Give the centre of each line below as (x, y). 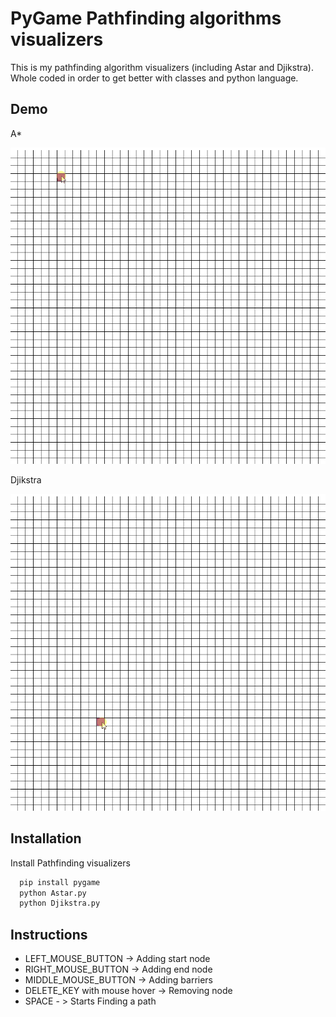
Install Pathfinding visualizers (70, 863)
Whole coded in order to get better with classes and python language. (154, 78)
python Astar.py (53, 893)
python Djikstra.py (60, 903)
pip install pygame (60, 882)
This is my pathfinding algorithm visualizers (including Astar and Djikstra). (162, 67)
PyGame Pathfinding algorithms (146, 18)
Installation (46, 838)
